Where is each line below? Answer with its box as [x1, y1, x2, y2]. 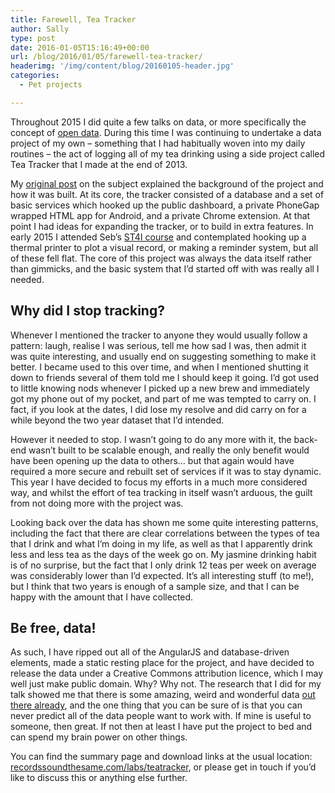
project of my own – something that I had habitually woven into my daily [10, 137, 306, 149]
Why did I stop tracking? [10, 302, 165, 320]
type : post [10, 33, 56, 43]
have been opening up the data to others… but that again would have [10, 454, 295, 466]
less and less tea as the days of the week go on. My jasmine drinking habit [10, 548, 317, 560]
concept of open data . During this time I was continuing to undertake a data [10, 126, 322, 138]
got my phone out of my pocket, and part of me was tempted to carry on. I [10, 392, 317, 405]
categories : [10, 71, 60, 81]
